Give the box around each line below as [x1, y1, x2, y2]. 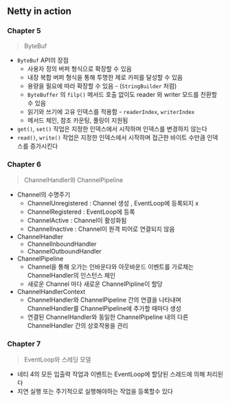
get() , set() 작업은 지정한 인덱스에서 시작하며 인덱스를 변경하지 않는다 [16, 124, 207, 133]
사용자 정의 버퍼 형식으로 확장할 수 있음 [27, 65, 133, 73]
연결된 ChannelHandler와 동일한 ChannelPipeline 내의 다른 [27, 313, 189, 321]
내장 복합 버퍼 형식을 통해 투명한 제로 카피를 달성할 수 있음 [27, 73, 183, 81]
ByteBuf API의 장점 [16, 56, 69, 64]
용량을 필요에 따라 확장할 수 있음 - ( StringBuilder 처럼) [27, 82, 177, 90]
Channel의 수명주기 [16, 190, 71, 199]
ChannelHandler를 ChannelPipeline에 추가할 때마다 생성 [27, 304, 182, 312]
